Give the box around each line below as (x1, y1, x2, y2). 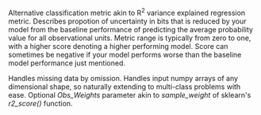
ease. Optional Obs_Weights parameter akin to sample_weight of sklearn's (8, 90, 251, 99)
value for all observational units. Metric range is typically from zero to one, (8, 33, 251, 43)
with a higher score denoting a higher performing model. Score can (8, 41, 228, 50)
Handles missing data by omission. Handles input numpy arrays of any (8, 73, 239, 83)
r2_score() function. (8, 98, 73, 108)
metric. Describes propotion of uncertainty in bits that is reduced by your (8, 16, 248, 26)
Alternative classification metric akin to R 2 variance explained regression (8, 7, 246, 17)
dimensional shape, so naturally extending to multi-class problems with (8, 82, 241, 91)
